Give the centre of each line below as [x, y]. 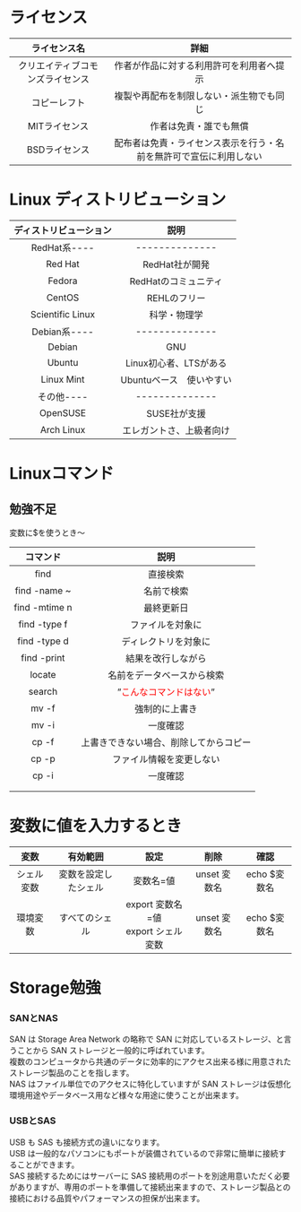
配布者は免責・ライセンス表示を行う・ [195, 143]
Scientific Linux [63, 314]
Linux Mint [63, 379]
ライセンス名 [58, 48]
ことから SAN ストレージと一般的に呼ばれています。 [113, 1051]
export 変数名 [154, 904]
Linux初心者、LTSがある [176, 363]
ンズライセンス [58, 79]
